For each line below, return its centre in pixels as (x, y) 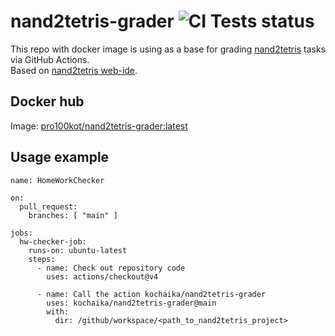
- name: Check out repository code (111, 268)
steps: (42, 259)
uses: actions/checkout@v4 (102, 276)
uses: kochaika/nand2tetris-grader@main (131, 303)
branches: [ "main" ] (73, 215)
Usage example (60, 157)
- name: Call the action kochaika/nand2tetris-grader (151, 294)
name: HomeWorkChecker (57, 180)
